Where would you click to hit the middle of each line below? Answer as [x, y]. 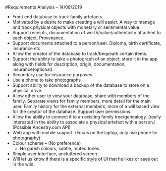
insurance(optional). [33, 69]
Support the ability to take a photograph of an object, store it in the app [85, 59]
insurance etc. [27, 48]
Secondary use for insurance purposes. [53, 75]
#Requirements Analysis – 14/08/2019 [44, 7]
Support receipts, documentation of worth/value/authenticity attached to [86, 32]
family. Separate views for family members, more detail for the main [82, 101]
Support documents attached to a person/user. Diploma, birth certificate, [87, 43]
